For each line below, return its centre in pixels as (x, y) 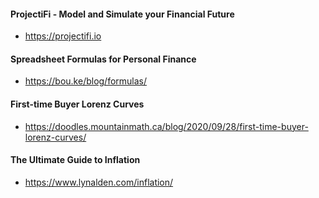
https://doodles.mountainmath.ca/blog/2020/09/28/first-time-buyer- (166, 126)
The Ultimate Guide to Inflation (75, 160)
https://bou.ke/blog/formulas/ (86, 81)
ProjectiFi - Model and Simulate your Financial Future (122, 14)
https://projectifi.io (63, 36)
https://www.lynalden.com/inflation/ (99, 182)
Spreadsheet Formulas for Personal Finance (103, 59)
